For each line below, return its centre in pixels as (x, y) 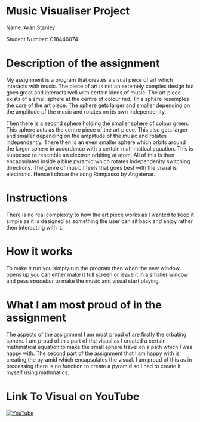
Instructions (37, 198)
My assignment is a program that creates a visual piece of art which (90, 79)
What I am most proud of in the (84, 305)
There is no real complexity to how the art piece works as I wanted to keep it (100, 215)
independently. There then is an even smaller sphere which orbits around (96, 142)
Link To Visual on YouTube (73, 396)
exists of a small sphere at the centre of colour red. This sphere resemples (98, 99)
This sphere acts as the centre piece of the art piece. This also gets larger (97, 129)
